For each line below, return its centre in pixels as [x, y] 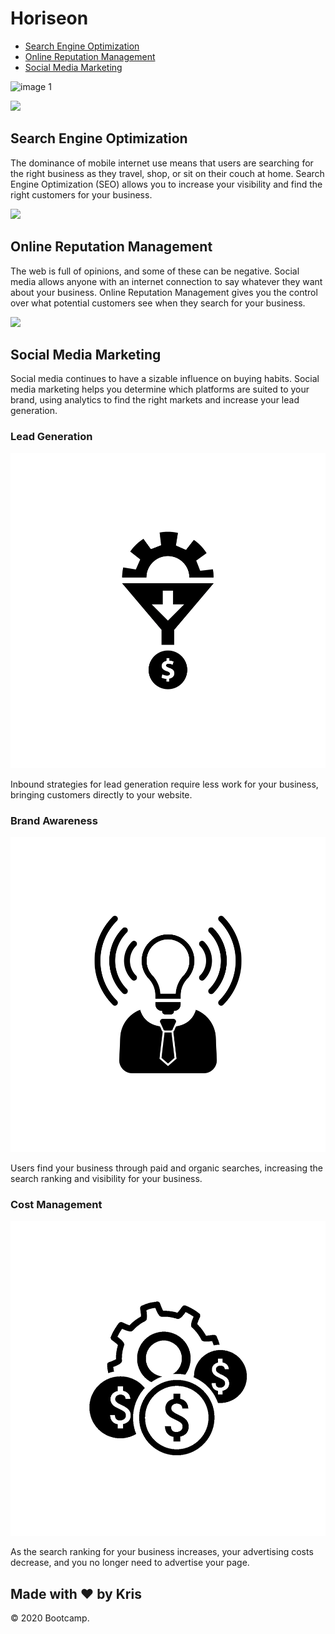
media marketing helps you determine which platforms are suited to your [160, 389]
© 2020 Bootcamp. [50, 1618]
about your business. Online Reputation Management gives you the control [164, 292]
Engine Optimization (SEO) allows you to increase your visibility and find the [166, 184]
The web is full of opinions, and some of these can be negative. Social [155, 271]
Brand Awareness [54, 820]
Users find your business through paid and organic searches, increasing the [166, 1168]
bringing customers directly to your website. [101, 794]
